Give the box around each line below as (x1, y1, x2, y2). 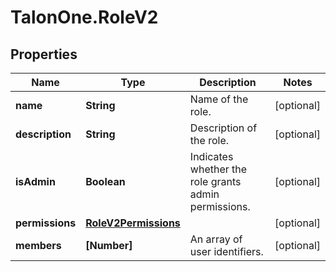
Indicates (189, 150, 234, 163)
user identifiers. (189, 245, 264, 258)
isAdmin (15, 175, 56, 188)
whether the (189, 162, 248, 176)
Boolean (85, 175, 126, 188)
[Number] (85, 239, 133, 252)
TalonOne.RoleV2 (10, 6, 159, 29)
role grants (189, 175, 242, 188)
